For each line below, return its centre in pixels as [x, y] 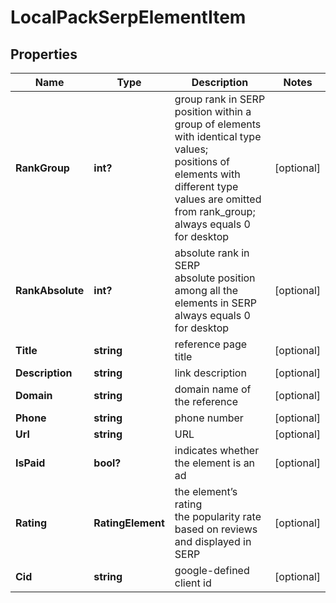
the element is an [215, 463]
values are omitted [218, 199]
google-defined [212, 570]
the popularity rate [218, 516]
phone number [209, 418]
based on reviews [216, 529]
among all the [206, 290]
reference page [211, 344]
